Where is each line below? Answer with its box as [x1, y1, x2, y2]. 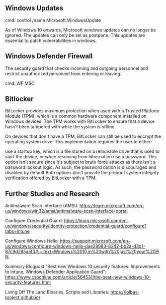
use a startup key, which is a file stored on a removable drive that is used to [5, 148, 160, 154]
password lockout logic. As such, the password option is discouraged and [5, 164, 157, 170]
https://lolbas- [110, 289, 140, 295]
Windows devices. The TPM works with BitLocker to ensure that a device [5, 118, 155, 124]
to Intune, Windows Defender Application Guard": [5, 269, 107, 275]
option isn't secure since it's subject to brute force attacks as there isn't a [5, 159, 156, 165]
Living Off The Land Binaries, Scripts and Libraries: [5, 289, 109, 295]
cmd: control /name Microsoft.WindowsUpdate [5, 17, 101, 23]
